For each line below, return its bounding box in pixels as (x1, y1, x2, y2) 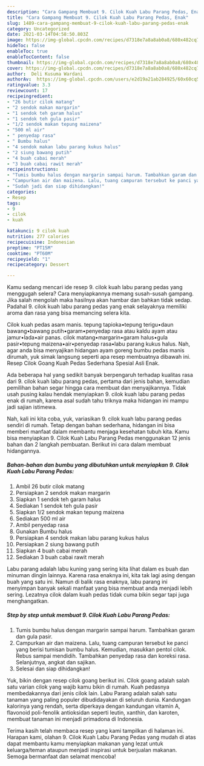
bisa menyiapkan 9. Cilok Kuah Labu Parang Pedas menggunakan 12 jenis (7, 434, 191, 442)
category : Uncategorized (7, 25, 70, 32)
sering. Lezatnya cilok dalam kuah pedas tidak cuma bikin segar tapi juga (7, 591, 189, 598)
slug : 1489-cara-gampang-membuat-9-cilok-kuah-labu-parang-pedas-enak (7, 20, 189, 26)
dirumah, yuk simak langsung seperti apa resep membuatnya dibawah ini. (7, 353, 191, 361)
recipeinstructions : (7, 166, 59, 172)
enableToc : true (7, 48, 48, 54)
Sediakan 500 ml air (15, 515, 66, 522)
